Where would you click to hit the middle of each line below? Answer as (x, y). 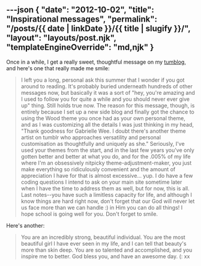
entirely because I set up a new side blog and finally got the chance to (108, 112)
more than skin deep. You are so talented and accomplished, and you (106, 250)
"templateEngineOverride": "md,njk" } (80, 47)
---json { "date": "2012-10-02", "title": (80, 10)
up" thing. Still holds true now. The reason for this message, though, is (108, 105)
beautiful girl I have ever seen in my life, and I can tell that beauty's (104, 243)
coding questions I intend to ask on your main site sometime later (101, 182)
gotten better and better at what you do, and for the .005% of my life (106, 156)
